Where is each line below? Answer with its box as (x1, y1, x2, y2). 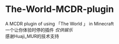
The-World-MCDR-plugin (5, 3, 114, 15)
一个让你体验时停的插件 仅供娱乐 (5, 26, 73, 33)
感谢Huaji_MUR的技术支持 (5, 33, 59, 39)
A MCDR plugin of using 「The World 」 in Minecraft (5, 20, 114, 26)
